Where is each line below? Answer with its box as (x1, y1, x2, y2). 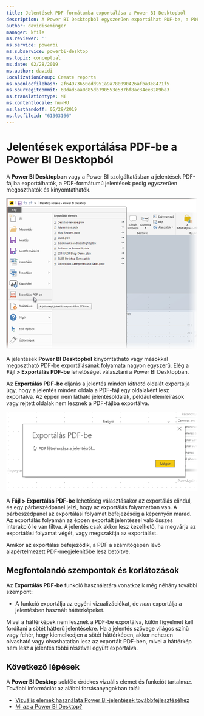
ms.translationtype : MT (6, 93, 67, 100)
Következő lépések (6, 662, 80, 672)
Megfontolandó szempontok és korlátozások (6, 565, 179, 576)
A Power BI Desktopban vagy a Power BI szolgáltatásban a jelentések (6, 173, 182, 180)
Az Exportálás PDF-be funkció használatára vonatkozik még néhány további (6, 581, 198, 589)
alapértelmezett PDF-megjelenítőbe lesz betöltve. (6, 548, 131, 555)
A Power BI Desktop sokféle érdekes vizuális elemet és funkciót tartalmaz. (6, 678, 193, 686)
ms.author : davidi (6, 68, 53, 74)
